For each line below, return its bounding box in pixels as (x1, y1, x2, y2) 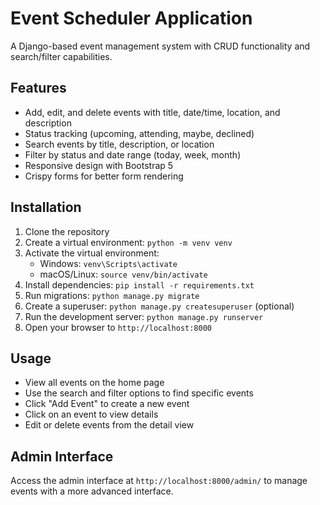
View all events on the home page (24, 377, 165, 389)
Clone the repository (24, 225, 110, 237)
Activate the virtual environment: (24, 247, 160, 259)
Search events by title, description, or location (24, 138, 215, 150)
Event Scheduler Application (10, 7, 253, 30)
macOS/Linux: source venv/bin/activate (39, 268, 208, 280)
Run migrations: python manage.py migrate (24, 289, 200, 301)
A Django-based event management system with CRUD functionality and (10, 40, 311, 52)
